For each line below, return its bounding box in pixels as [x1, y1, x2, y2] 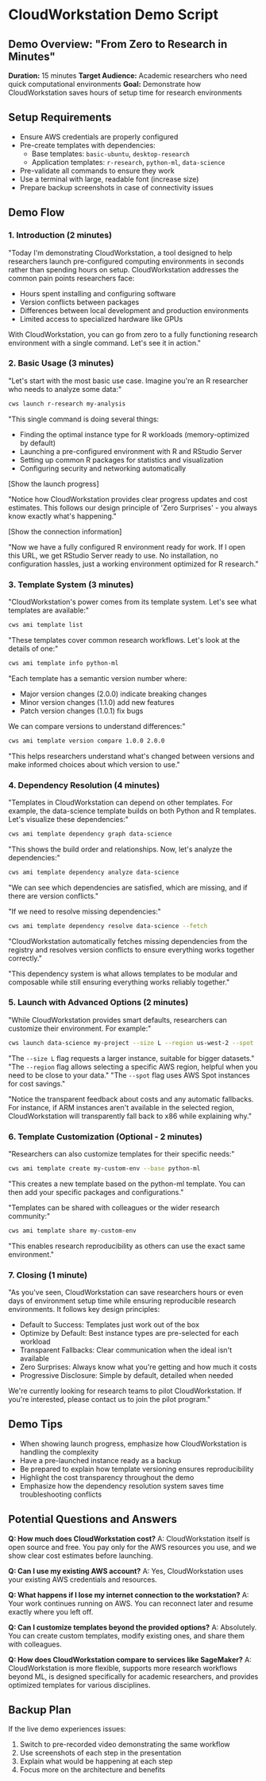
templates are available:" [8, 605, 90, 615]
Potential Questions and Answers [8, 1513, 177, 1526]
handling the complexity [19, 1447, 99, 1457]
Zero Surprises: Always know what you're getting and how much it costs [19, 1362, 257, 1372]
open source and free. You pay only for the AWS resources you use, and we [8, 1542, 256, 1552]
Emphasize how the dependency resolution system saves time [19, 1481, 224, 1490]
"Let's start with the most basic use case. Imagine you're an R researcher [8, 376, 249, 386]
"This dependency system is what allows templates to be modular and [8, 969, 238, 978]
